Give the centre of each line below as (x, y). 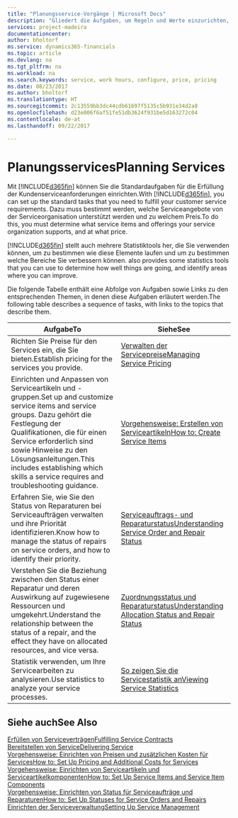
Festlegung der (36, 424)
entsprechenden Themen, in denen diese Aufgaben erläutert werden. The (114, 297)
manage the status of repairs (59, 541)
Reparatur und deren (45, 589)
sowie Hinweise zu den (49, 450)
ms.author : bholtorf (38, 93)
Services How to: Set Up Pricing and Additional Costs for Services (103, 762)
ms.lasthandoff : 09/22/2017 (49, 126)
